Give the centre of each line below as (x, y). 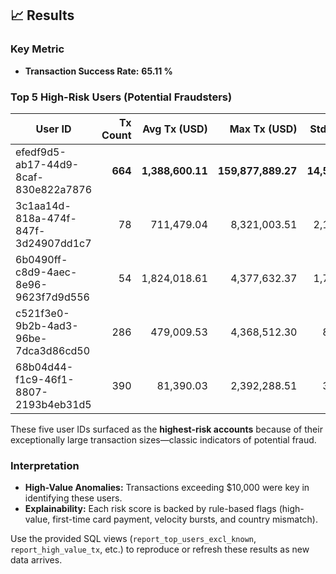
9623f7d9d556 (52, 297)
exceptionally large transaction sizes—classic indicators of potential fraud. (163, 439)
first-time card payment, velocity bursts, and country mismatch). (185, 519)
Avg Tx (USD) (175, 129)
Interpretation (45, 465)
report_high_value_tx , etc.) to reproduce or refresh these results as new (160, 549)
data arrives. (36, 560)
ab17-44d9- (47, 164)
